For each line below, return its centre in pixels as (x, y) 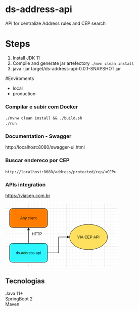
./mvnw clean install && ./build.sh (44, 118)
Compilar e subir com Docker (42, 106)
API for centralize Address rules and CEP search (56, 23)
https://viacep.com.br (28, 196)
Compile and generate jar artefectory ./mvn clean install (73, 63)
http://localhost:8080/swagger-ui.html (45, 147)
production (24, 93)
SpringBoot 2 (19, 299)
